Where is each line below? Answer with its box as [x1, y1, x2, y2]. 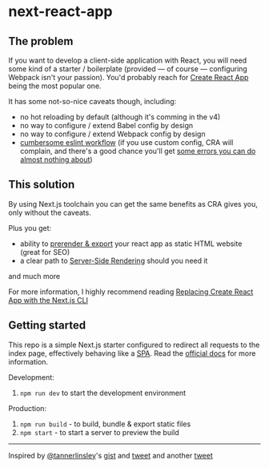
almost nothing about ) [19, 155, 94, 164]
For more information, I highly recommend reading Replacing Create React [8, 287, 254, 297]
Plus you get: [8, 223, 52, 232]
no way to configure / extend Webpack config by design [19, 129, 206, 139]
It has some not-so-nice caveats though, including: [8, 97, 177, 106]
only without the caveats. [8, 208, 92, 217]
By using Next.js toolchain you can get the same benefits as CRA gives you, [8, 199, 258, 208]
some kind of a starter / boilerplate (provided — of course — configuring [8, 64, 248, 74]
